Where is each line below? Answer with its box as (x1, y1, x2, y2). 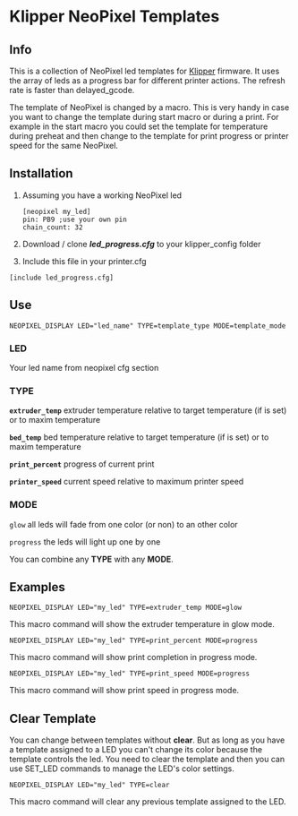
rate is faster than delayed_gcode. (9, 85, 135, 95)
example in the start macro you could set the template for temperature (9, 121, 268, 132)
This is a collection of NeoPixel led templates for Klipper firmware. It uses (9, 65, 280, 76)
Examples (9, 580, 65, 595)
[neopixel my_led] (21, 207, 91, 216)
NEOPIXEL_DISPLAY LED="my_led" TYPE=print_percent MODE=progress (9, 636, 258, 646)
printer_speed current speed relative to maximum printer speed (9, 477, 244, 487)
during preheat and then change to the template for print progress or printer (9, 131, 289, 141)
